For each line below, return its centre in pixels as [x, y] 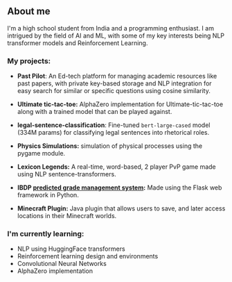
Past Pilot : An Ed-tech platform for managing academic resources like [117, 76]
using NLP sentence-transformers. [66, 174]
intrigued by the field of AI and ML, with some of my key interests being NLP [116, 35]
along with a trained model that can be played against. [95, 112]
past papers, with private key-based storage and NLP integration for [115, 83]
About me [29, 11]
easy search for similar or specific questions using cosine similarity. [114, 91]
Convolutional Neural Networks [62, 264]
